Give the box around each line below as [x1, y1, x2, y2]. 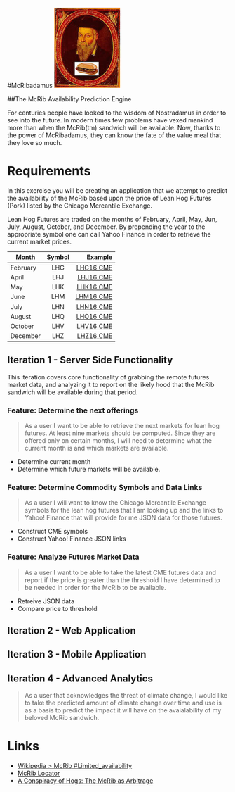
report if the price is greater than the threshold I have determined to [24, 575, 220, 584]
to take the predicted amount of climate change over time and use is [24, 698, 222, 708]
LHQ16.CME [76, 312, 113, 320]
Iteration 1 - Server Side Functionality [7, 354, 173, 366]
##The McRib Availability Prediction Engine [7, 95, 132, 103]
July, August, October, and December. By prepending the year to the [7, 222, 206, 231]
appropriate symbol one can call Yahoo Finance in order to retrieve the [7, 230, 212, 238]
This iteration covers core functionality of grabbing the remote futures [7, 372, 210, 381]
